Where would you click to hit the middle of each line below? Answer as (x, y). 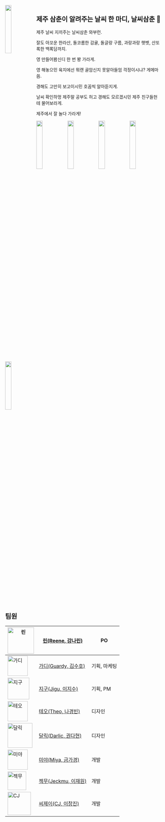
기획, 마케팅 (104, 666)
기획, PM (101, 689)
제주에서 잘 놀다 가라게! (59, 114)
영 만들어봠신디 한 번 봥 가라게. (66, 59)
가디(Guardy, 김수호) (62, 666)
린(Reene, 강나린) (63, 641)
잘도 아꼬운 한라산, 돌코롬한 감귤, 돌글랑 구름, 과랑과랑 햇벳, (93, 42)
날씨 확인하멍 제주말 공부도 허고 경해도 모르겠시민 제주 (88, 97)
